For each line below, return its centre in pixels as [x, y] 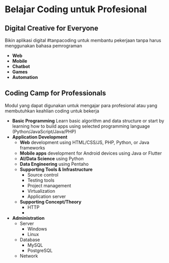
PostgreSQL [40, 250]
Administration [28, 218]
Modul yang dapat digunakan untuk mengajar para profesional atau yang [81, 105]
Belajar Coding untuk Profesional [76, 9]
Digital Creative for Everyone [52, 28]
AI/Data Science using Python [52, 158]
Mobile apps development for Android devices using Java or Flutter [91, 153]
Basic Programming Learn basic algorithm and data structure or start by [88, 121]
